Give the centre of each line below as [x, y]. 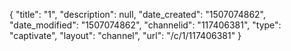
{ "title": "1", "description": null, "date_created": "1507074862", [138, 14]
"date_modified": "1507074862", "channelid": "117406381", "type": [145, 25]
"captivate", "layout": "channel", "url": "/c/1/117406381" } [125, 35]
